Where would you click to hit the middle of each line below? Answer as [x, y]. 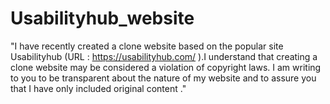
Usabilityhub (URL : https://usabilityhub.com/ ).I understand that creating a [164, 56]
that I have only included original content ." [98, 88]
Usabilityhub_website [102, 18]
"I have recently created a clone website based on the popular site [147, 46]
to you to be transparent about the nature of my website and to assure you [163, 78]
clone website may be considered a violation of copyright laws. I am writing [166, 67]
